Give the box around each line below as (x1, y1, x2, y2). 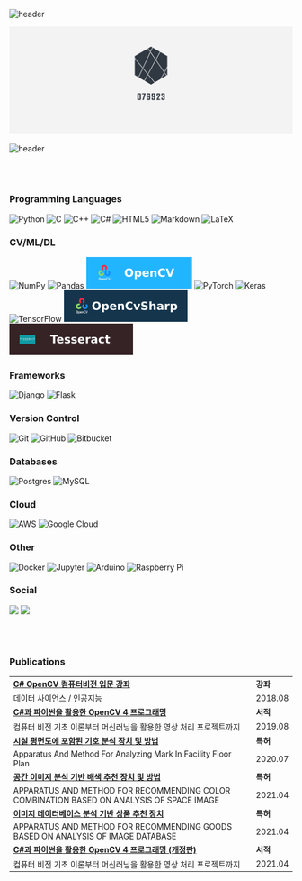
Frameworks (9, 369, 66, 381)
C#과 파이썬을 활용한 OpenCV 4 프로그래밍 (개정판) (13, 844, 197, 856)
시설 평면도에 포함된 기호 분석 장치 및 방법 (13, 735, 159, 746)
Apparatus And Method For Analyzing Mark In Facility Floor (13, 748, 232, 759)
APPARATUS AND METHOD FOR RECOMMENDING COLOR (13, 785, 231, 795)
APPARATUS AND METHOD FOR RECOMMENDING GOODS (13, 821, 232, 832)
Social (9, 584, 38, 597)
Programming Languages (9, 193, 123, 206)
